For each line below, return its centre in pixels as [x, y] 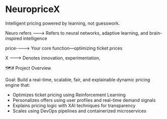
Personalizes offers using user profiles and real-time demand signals [84, 100]
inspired [14, 38]
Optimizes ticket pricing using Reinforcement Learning [69, 95]
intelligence [35, 38]
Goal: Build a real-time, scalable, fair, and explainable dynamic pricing [78, 80]
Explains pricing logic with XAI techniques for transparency [74, 105]
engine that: [18, 85]
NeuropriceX [33, 9]
